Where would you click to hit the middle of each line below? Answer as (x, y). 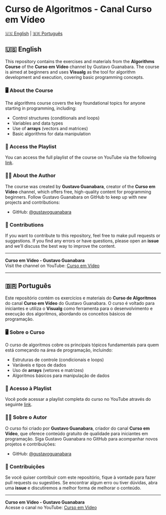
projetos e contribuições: (31, 444)
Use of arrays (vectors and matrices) (50, 129)
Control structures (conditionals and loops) (56, 118)
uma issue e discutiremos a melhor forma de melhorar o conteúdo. (73, 488)
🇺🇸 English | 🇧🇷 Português (34, 33)
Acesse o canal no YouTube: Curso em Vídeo (51, 507)
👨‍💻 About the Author (30, 176)
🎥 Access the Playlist (31, 147)
